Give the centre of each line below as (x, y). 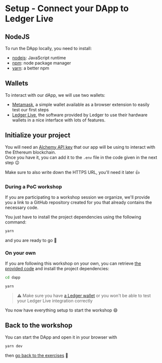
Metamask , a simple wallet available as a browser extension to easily (81, 104)
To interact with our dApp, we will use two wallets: (55, 95)
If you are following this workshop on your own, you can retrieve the (73, 263)
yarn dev (14, 346)
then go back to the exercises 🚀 (37, 355)
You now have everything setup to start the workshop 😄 (61, 310)
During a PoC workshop (33, 187)
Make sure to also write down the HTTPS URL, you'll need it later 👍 (72, 172)
